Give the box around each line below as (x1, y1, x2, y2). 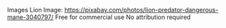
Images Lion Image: (7, 6, 64, 14)
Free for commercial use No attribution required (55, 13, 191, 21)
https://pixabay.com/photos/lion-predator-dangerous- (64, 6, 219, 14)
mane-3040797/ (7, 13, 54, 21)
